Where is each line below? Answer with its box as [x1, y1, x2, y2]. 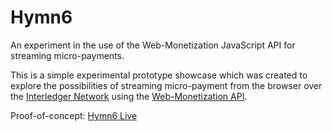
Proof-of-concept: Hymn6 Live [10, 109, 138, 121]
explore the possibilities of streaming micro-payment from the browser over [10, 79, 323, 91]
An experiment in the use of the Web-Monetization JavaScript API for [10, 39, 296, 51]
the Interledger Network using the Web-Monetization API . [10, 90, 248, 102]
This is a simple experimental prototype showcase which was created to [10, 69, 308, 81]
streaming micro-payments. [10, 49, 125, 61]
